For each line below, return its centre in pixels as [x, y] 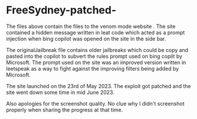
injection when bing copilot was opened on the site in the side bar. [86, 38]
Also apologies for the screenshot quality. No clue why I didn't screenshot [95, 103]
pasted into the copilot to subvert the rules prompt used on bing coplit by [94, 56]
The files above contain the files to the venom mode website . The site [91, 26]
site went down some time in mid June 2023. [60, 92]
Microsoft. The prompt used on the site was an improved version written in [96, 62]
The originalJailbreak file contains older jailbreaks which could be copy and [97, 50]
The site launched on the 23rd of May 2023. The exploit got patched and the [98, 86]
